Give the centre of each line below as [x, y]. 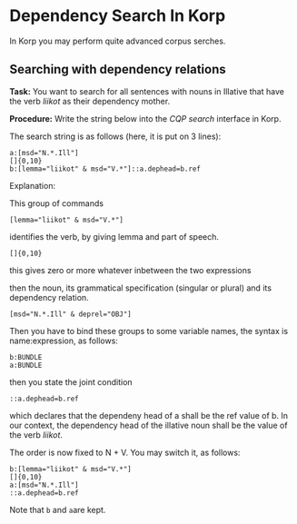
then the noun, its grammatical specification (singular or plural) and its [141, 288]
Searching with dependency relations [118, 69]
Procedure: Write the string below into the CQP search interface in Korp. [145, 118]
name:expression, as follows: [64, 341]
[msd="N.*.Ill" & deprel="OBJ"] [70, 314]
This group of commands [57, 203]
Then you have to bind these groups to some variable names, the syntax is [149, 331]
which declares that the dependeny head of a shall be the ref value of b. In [149, 415]
